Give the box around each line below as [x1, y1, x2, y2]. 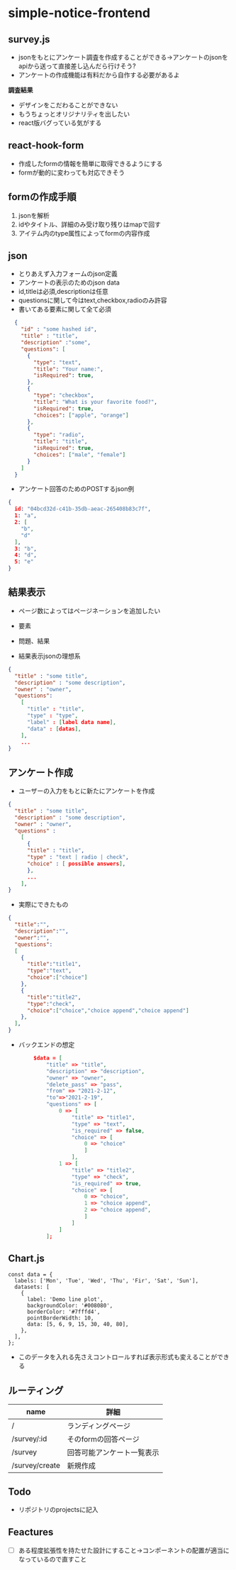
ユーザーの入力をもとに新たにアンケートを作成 [18, 786, 155, 796]
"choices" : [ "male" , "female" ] [33, 451, 126, 459]
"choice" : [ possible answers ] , [26, 860, 126, 867]
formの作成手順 [8, 191, 77, 203]
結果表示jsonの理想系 [18, 652, 81, 660]
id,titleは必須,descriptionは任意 [18, 287, 109, 296]
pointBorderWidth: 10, [26, 1314, 94, 1322]
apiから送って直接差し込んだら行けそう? [18, 62, 137, 70]
